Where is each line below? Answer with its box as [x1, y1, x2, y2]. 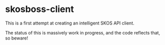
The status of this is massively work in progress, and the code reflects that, [5, 29, 160, 35]
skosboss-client [5, 3, 74, 15]
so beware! [5, 35, 28, 41]
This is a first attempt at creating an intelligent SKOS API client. [5, 20, 134, 26]
